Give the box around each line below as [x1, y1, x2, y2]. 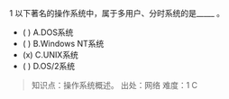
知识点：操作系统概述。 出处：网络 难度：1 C [31, 80, 198, 90]
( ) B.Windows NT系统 [22, 39, 105, 49]
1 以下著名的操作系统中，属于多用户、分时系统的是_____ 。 [9, 8, 225, 18]
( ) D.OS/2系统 [22, 61, 76, 71]
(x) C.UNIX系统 [22, 49, 79, 60]
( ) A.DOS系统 [22, 27, 74, 38]
